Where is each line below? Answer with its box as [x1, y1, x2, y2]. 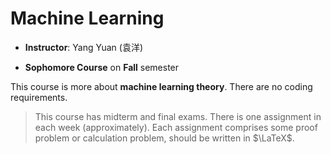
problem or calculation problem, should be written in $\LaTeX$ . [34, 132, 295, 144]
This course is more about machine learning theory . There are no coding [10, 80, 313, 92]
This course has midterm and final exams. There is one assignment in [34, 110, 322, 122]
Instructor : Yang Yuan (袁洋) [24, 41, 143, 53]
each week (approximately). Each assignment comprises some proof [34, 121, 318, 133]
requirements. [10, 91, 68, 103]
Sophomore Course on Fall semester [24, 61, 180, 73]
